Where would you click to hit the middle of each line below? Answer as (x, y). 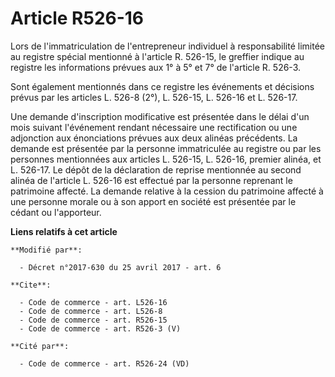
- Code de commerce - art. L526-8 (91, 311)
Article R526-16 (77, 18)
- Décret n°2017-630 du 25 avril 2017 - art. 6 (120, 267)
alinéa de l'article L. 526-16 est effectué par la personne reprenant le (151, 180)
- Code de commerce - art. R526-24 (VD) (104, 363)
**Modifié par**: (46, 250)
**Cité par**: (40, 346)
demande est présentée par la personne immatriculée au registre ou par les (166, 148)
